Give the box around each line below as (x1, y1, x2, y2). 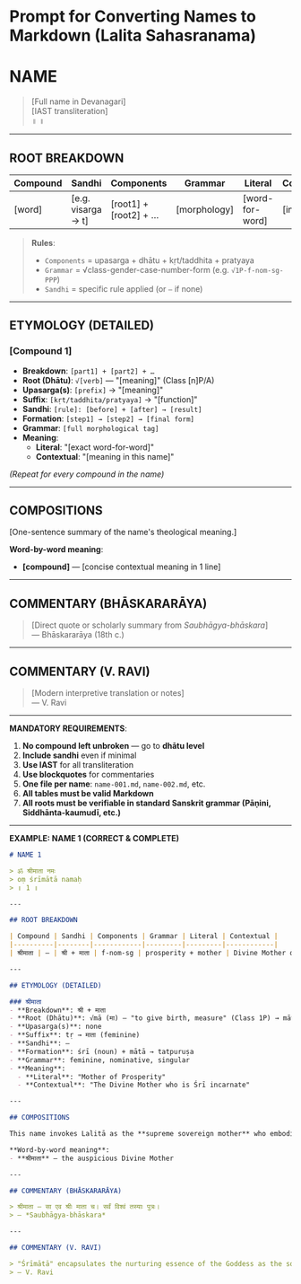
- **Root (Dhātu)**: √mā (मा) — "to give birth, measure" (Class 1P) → (9, 1014, 279, 1023)
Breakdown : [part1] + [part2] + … (21, 365, 155, 376)
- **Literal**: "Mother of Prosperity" (17, 1072, 167, 1081)
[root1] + (110, 198, 150, 210)
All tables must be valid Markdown (21, 788, 154, 799)
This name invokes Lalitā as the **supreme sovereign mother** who (9, 1130, 267, 1139)
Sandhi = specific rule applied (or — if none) (44, 283, 203, 294)
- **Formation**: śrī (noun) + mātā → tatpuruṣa (9, 1047, 194, 1056)
